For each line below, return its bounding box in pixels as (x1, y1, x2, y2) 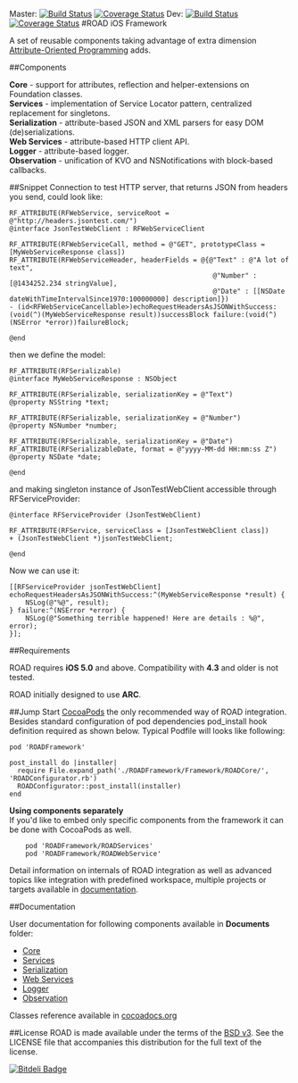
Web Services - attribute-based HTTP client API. (9, 137, 190, 146)
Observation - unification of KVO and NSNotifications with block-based (9, 155, 274, 165)
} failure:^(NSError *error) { (9, 606, 126, 615)
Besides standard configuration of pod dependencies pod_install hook (9, 716, 268, 727)
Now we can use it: (9, 565, 80, 576)
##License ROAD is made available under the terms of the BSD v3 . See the (9, 1028, 284, 1037)
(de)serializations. (9, 127, 76, 137)
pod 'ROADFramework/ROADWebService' (25, 849, 162, 858)
